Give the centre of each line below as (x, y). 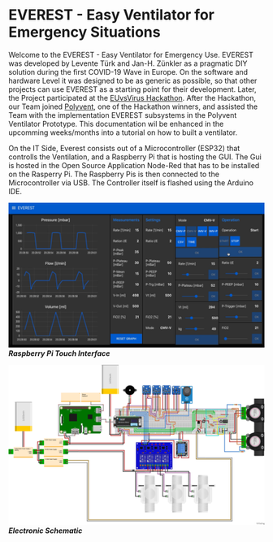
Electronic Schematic (45, 531)
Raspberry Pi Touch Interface (59, 353)
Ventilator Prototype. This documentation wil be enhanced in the (116, 124)
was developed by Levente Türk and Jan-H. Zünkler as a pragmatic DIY (128, 63)
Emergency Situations (84, 32)
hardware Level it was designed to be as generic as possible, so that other (133, 80)
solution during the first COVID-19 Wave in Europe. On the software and (128, 72)
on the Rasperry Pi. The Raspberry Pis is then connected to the (114, 174)
